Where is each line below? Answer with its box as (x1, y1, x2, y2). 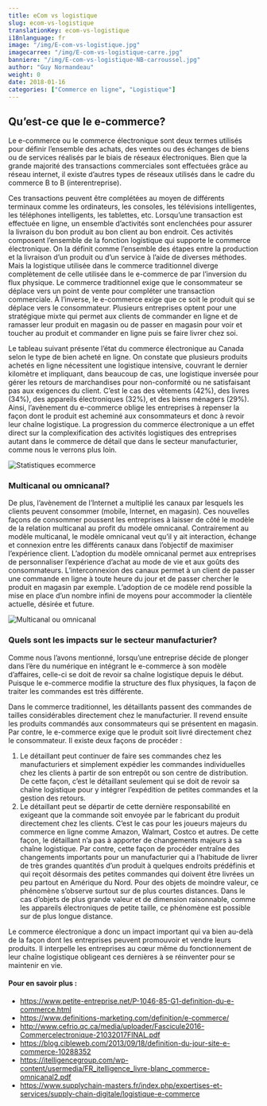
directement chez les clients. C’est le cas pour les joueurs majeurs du (19, 819, 248, 828)
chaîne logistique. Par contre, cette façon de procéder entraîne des (19, 843, 240, 854)
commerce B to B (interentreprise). (8, 178, 122, 187)
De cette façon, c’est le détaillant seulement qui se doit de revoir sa (19, 776, 240, 786)
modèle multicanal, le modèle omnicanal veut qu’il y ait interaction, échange (8, 532, 257, 541)
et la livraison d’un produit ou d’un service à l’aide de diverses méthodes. (8, 252, 247, 262)
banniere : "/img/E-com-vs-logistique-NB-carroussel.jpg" (8, 56, 201, 64)
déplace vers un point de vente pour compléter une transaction (8, 287, 215, 296)
